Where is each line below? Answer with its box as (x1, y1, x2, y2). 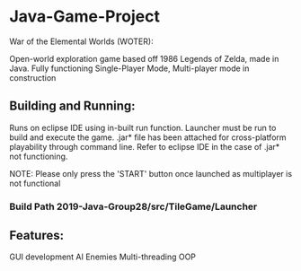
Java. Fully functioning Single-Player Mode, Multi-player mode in (9, 63, 250, 74)
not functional (9, 178, 61, 188)
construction (9, 72, 57, 83)
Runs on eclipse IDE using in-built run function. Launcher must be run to (9, 122, 277, 133)
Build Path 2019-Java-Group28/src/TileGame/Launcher (9, 200, 258, 213)
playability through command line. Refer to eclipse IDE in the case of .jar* (9, 141, 280, 152)
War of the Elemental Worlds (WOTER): (9, 36, 155, 47)
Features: (9, 228, 65, 243)
